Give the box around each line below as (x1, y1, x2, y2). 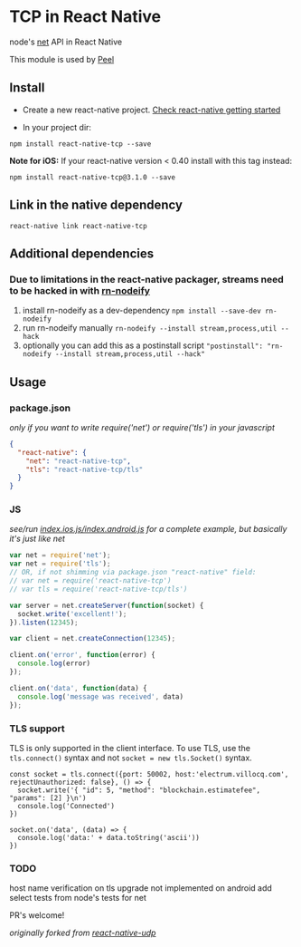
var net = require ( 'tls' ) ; (9, 559, 111, 568)
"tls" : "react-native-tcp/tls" (25, 465, 144, 474)
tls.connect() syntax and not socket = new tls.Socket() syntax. (9, 752, 253, 763)
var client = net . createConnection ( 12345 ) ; (9, 634, 176, 643)
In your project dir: (22, 121, 92, 132)
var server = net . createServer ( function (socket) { (9, 601, 204, 610)
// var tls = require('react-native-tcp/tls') (9, 585, 188, 594)
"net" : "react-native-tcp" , (25, 456, 131, 466)
